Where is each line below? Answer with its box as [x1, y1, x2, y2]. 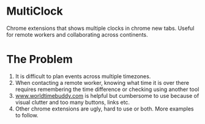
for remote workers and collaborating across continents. [6, 31, 148, 38]
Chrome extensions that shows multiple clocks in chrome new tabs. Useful [6, 24, 195, 32]
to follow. [15, 111, 39, 119]
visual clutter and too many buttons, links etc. [15, 98, 130, 106]
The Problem [6, 53, 73, 67]
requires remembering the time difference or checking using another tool [15, 86, 199, 93]
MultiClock [6, 4, 63, 18]
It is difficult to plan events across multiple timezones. [15, 72, 151, 80]
